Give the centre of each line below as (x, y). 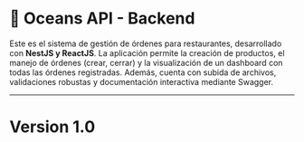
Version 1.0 (52, 127)
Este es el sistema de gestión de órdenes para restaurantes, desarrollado (146, 43)
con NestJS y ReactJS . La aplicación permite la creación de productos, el (147, 52)
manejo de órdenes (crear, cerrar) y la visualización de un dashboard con (146, 62)
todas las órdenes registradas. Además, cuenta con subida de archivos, (143, 72)
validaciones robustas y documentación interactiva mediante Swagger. (142, 81)
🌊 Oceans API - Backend (102, 19)
